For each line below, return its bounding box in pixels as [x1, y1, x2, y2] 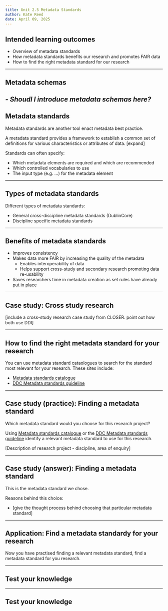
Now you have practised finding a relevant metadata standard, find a [5, 550, 146, 556]
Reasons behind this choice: [5, 495, 63, 501]
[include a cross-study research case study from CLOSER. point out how [5, 314, 155, 320]
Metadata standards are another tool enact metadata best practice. [5, 125, 143, 131]
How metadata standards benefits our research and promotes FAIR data [12, 53, 161, 60]
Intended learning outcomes [5, 35, 95, 43]
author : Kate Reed [5, 12, 43, 17]
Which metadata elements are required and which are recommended [12, 159, 154, 165]
